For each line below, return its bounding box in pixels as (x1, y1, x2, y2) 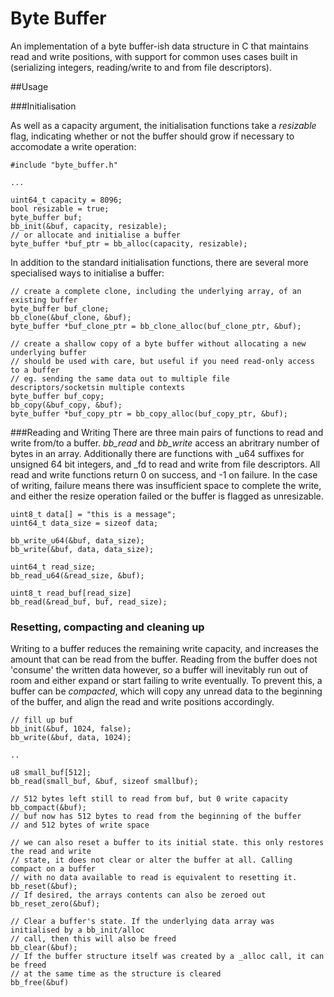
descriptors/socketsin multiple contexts (10, 382, 186, 392)
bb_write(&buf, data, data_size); (10, 544, 155, 554)
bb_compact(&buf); (10, 803, 87, 813)
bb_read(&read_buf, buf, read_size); (10, 597, 168, 607)
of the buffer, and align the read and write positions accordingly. (10, 696, 275, 708)
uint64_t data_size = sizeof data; (10, 518, 159, 528)
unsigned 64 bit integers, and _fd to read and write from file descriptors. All (10, 458, 321, 470)
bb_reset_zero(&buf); (10, 899, 101, 909)
